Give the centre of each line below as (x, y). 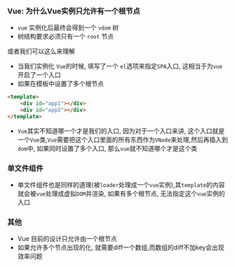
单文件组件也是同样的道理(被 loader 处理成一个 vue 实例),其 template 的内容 (121, 185)
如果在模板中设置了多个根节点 (60, 84)
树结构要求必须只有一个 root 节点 (66, 36)
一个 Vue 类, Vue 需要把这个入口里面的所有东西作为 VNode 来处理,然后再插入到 (122, 139)
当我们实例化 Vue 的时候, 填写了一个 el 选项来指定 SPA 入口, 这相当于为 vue (120, 66)
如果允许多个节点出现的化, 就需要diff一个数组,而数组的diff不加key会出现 (121, 247)
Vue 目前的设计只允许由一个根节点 (67, 239)
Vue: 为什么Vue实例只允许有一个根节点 (74, 11)
